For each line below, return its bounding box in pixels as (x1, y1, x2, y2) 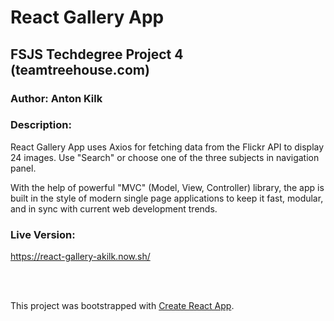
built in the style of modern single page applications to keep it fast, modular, (10, 192, 324, 204)
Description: (10, 118, 72, 132)
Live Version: (10, 227, 76, 241)
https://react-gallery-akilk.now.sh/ (10, 251, 151, 263)
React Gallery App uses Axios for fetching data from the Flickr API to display (10, 141, 325, 153)
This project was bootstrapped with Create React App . (10, 300, 235, 312)
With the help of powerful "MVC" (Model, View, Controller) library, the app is (10, 181, 325, 193)
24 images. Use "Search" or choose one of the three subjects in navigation (10, 151, 320, 163)
